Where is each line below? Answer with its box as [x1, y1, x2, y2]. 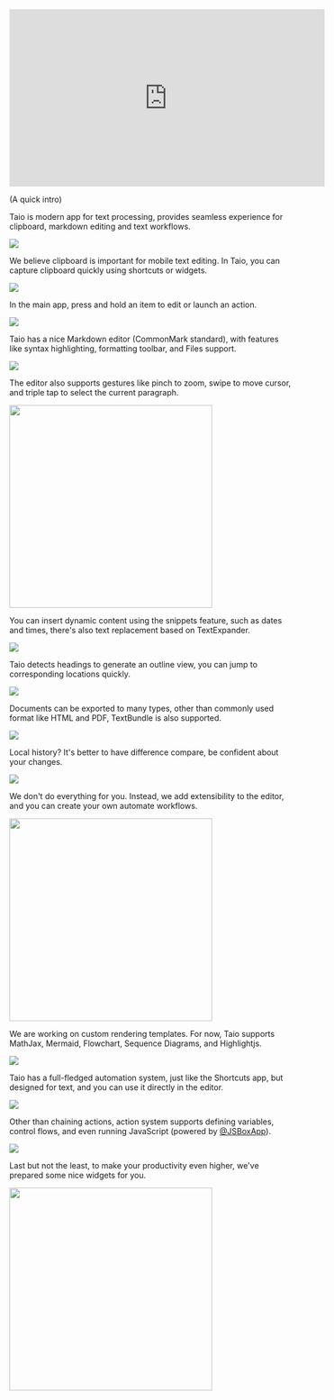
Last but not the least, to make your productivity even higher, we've [9, 1160, 259, 1170]
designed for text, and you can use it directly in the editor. [9, 1082, 223, 1093]
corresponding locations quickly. [9, 668, 131, 679]
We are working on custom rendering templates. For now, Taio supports [9, 1029, 275, 1039]
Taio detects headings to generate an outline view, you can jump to [9, 659, 258, 669]
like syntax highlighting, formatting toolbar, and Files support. [9, 343, 237, 354]
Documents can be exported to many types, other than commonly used [9, 703, 275, 714]
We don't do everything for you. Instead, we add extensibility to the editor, [9, 791, 284, 801]
